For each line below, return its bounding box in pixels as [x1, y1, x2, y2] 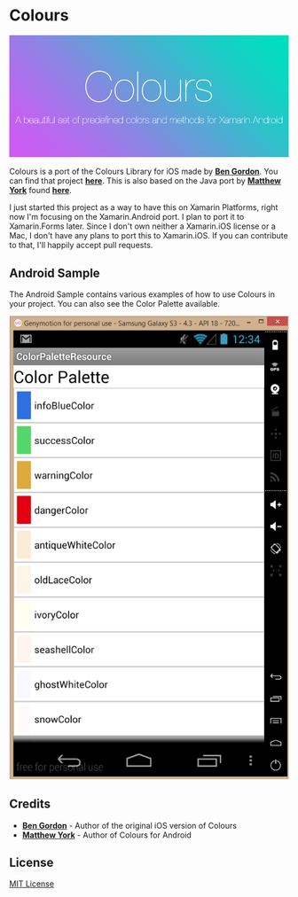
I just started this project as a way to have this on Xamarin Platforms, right [9, 202, 278, 213]
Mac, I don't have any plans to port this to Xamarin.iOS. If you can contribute [9, 230, 288, 241]
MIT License [9, 878, 55, 889]
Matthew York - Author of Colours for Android [21, 830, 192, 840]
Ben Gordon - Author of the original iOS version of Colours [21, 820, 238, 831]
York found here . [9, 185, 73, 196]
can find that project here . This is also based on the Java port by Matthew [9, 175, 281, 186]
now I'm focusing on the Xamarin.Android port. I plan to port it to [9, 212, 245, 222]
